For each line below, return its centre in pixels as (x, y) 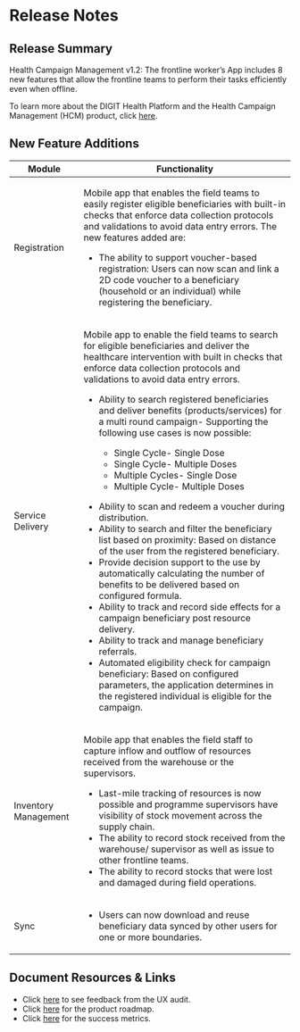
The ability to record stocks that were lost (186, 871)
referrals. (117, 651)
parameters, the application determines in (186, 685)
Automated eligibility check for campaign (184, 662)
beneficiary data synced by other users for (188, 926)
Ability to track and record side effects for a (190, 606)
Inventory (33, 805)
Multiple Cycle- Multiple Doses (179, 486)
